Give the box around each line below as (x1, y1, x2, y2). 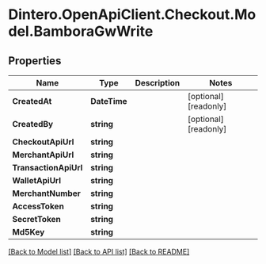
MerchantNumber (12, 188, 81, 199)
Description (135, 78, 180, 88)
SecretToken (12, 214, 62, 224)
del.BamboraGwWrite (8, 22, 154, 40)
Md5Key (12, 227, 45, 237)
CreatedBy (12, 119, 54, 129)
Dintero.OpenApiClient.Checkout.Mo (8, 6, 256, 24)
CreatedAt (12, 96, 52, 106)
